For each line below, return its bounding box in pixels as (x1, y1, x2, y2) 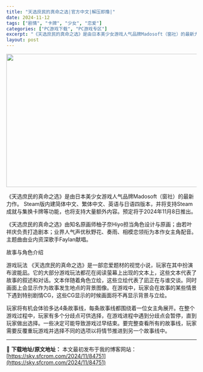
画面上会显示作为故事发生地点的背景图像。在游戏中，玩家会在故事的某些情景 (6, 284, 197, 291)
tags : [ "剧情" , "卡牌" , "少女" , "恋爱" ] (6, 20, 102, 26)
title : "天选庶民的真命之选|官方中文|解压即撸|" (6, 8, 116, 15)
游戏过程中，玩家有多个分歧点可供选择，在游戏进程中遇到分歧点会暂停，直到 (6, 312, 197, 319)
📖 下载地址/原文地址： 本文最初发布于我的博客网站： (6, 345, 137, 353)
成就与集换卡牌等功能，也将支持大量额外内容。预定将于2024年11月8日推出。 (6, 208, 196, 215)
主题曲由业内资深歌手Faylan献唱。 (6, 236, 92, 243)
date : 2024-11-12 (6, 14, 50, 21)
